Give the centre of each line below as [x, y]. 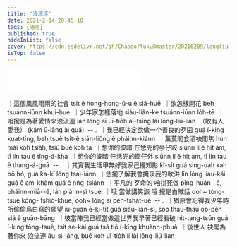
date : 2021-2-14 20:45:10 [45, 20]
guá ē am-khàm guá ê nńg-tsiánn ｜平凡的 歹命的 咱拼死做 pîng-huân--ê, [115, 182]
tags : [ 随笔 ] [25, 27]
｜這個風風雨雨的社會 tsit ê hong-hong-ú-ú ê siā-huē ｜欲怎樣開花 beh [111, 103]
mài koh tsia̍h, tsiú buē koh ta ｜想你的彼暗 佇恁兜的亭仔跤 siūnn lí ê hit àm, [117, 147]
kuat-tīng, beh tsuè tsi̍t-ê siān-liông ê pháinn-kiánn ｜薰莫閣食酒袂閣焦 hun [117, 138]
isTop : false [26, 54]
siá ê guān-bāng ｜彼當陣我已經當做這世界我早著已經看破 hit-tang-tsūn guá [118, 218]
